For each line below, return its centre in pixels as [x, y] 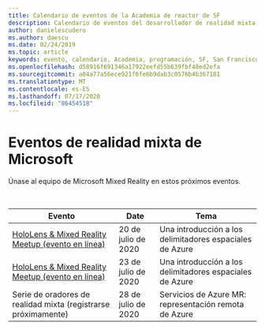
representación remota [202, 305]
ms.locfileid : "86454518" [50, 103]
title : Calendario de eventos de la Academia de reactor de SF [114, 15]
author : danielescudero [47, 30]
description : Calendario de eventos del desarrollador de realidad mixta [132, 23]
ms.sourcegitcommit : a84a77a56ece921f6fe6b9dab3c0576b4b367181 [114, 74]
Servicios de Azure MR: [203, 294]
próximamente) [40, 314]
